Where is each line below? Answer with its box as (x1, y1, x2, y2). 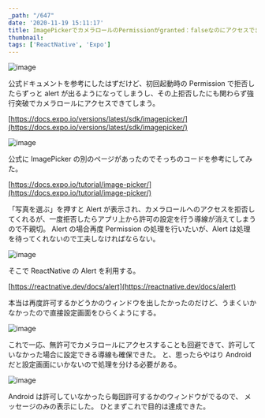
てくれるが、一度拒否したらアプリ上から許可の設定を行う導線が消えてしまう (8, 215, 256, 224)
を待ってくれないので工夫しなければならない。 (8, 234, 160, 244)
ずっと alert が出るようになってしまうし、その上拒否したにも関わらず (21, 88, 248, 99)
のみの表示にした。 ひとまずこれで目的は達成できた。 (35, 401, 211, 411)
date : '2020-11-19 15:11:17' (8, 19, 104, 27)
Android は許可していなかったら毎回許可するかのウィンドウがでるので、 (8, 392, 243, 401)
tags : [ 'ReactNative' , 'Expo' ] (8, 41, 111, 49)
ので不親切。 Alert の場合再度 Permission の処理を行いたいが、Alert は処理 (8, 224, 251, 233)
